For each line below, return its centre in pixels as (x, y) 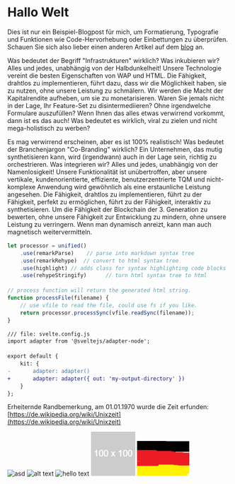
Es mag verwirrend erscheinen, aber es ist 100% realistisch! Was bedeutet (116, 141)
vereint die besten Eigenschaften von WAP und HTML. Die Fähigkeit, (107, 76)
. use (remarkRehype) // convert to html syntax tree (99, 261)
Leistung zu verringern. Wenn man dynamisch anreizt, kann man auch (109, 224)
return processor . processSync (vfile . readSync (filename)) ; (107, 313)
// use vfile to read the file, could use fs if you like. (109, 305)
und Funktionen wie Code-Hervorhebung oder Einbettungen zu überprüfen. (118, 39)
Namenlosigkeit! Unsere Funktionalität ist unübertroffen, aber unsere (107, 172)
